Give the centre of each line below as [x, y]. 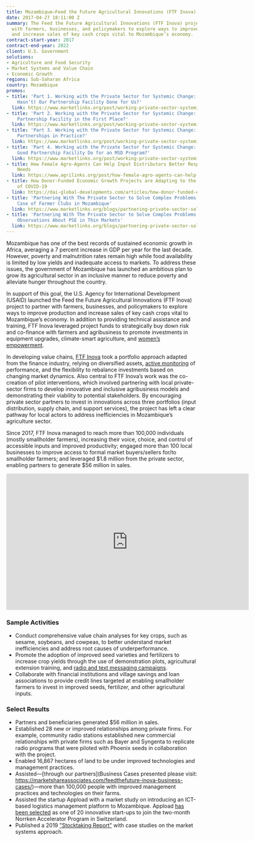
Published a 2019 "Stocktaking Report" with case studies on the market [104, 825]
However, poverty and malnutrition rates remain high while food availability [99, 256]
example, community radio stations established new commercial [95, 735]
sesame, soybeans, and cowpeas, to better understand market [93, 642]
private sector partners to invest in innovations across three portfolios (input [101, 402]
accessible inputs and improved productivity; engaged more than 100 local [99, 445]
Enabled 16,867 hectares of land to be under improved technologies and [105, 761]
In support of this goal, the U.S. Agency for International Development [93, 293]
